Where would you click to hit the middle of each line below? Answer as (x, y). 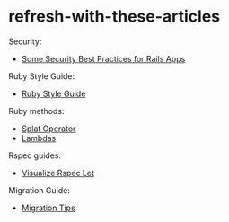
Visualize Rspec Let (58, 173)
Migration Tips (48, 208)
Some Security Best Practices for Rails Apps (103, 58)
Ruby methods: (36, 111)
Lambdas (39, 138)
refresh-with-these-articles (114, 17)
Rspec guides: (35, 155)
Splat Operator (48, 129)
